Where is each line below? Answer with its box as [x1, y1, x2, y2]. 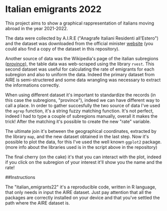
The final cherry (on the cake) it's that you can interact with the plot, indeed [5, 154, 161, 160]
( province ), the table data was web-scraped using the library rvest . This [5, 61, 154, 67]
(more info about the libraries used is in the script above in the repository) [5, 144, 157, 150]
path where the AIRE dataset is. [5, 199, 70, 206]
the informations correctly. [5, 82, 60, 88]
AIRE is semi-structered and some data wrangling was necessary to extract [5, 77, 161, 83]
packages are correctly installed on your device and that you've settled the [5, 194, 160, 200]
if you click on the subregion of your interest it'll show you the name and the [5, 159, 162, 165]
